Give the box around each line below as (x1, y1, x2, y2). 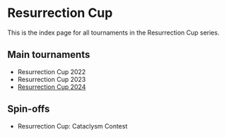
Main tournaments (7, 49, 90, 61)
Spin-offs (7, 103, 50, 115)
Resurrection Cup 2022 (17, 67, 86, 76)
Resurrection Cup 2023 (17, 75, 86, 83)
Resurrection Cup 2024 (17, 83, 86, 91)
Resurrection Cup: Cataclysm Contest (17, 121, 128, 130)
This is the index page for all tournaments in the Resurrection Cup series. (7, 28, 220, 37)
